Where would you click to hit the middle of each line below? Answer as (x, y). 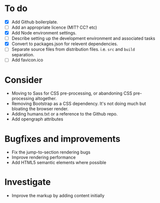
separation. (23, 55)
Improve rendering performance (44, 157)
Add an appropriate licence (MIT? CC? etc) (54, 27)
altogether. (46, 99)
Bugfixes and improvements (63, 139)
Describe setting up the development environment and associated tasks (83, 38)
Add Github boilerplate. (35, 22)
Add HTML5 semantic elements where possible (59, 163)
